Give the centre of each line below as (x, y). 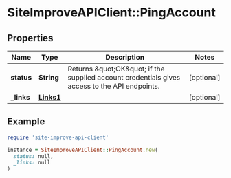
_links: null (32, 163)
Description (125, 57)
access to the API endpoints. (114, 86)
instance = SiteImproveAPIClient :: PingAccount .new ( (82, 150)
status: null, (33, 156)
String (49, 77)
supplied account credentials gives (124, 77)
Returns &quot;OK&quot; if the (116, 69)
